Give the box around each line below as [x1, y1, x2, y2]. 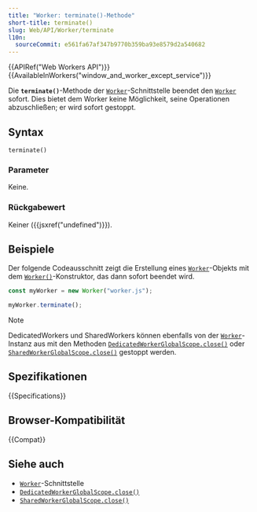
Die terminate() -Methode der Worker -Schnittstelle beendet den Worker [8, 86, 237, 95]
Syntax [8, 125, 44, 138]
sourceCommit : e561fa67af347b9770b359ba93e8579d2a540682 [15, 41, 206, 49]
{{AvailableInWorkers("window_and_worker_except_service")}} [8, 71, 211, 80]
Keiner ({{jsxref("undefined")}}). [8, 219, 112, 229]
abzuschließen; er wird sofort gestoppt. [8, 103, 136, 112]
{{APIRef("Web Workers [8, 62, 86, 72]
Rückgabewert [8, 202, 65, 213]
